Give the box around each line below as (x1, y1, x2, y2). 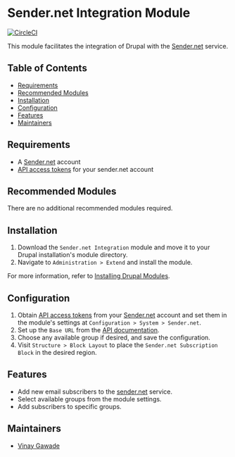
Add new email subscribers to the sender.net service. (17, 387, 173, 396)
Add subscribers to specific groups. (17, 402, 122, 411)
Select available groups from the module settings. (17, 394, 162, 403)
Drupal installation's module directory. (17, 251, 128, 259)
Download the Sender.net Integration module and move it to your (17, 243, 210, 251)
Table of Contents (7, 62, 88, 75)
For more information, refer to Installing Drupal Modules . (7, 272, 170, 280)
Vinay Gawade (17, 442, 60, 450)
